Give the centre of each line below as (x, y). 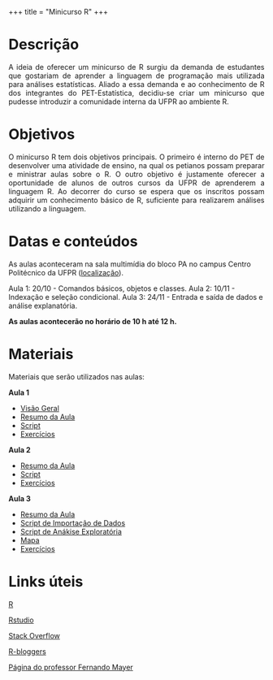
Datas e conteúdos (73, 242)
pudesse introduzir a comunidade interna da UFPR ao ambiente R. (119, 102)
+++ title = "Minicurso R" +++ (58, 12)
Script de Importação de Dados (73, 522)
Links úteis (46, 581)
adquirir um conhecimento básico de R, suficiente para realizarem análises (136, 200)
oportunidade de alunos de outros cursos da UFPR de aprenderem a (136, 183)
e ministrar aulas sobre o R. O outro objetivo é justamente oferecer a (136, 174)
